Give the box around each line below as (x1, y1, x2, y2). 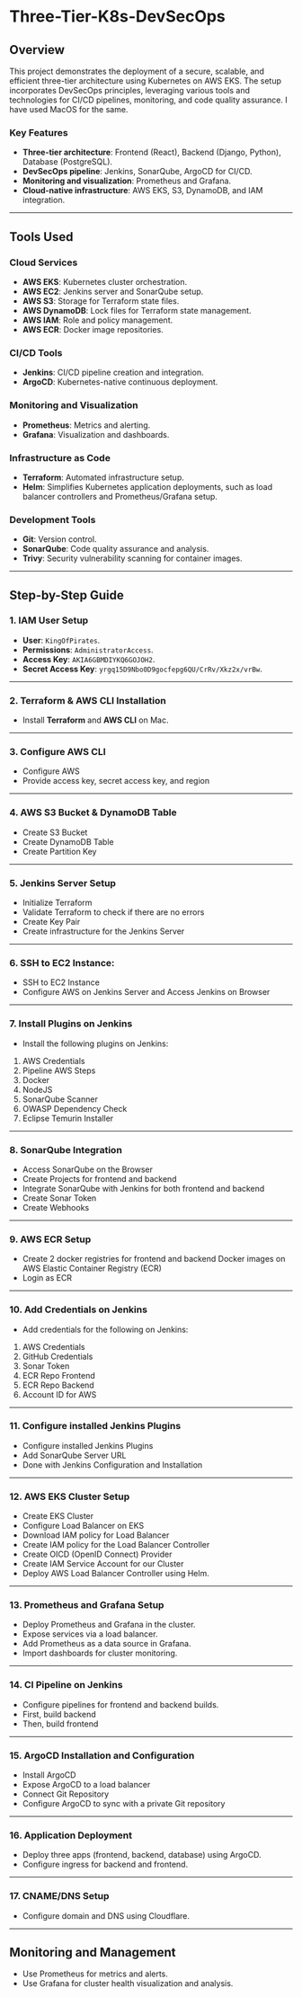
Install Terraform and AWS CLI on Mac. (22, 714, 169, 725)
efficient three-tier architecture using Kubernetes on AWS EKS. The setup (9, 75, 281, 86)
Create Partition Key (22, 846, 97, 856)
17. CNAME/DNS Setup (9, 1890, 110, 1903)
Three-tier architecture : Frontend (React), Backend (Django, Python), (22, 146, 281, 158)
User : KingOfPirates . (22, 635, 101, 645)
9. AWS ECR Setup (9, 1233, 92, 1246)
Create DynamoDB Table (22, 836, 114, 847)
